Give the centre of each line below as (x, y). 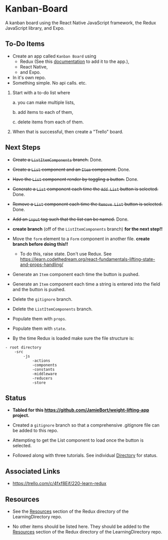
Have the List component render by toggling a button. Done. (75, 179)
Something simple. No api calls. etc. (49, 83)
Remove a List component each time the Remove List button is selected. (88, 204)
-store (39, 383)
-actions (41, 361)
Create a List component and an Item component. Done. (71, 169)
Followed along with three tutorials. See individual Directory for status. (85, 455)
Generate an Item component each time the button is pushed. (76, 274)
